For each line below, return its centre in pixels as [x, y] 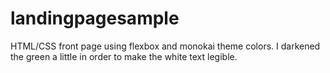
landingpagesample [95, 18]
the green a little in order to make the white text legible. [124, 56]
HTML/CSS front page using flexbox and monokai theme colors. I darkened [165, 46]
